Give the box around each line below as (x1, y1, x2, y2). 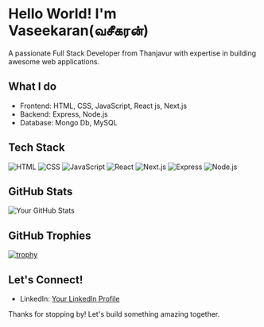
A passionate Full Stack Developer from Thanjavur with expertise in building (8, 48, 257, 58)
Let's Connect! (8, 273, 83, 287)
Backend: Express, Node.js (19, 109, 109, 119)
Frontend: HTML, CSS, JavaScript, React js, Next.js (19, 101, 188, 110)
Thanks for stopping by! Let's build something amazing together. (8, 310, 220, 318)
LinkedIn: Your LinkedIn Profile (19, 294, 120, 303)
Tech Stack (8, 140, 65, 155)
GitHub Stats (8, 184, 73, 198)
